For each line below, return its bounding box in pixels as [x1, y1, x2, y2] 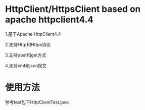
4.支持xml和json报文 [5, 62, 47, 68]
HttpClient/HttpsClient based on [5, 3, 141, 15]
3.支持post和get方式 [5, 52, 47, 58]
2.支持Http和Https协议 [5, 41, 51, 48]
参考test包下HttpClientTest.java [5, 99, 69, 105]
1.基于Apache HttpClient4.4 [5, 31, 61, 37]
